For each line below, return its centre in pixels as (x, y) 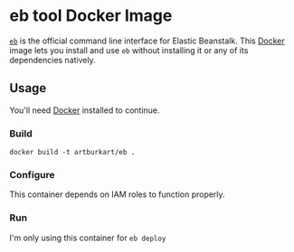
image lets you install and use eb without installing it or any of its (129, 50)
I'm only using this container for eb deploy (88, 238)
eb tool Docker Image (91, 16)
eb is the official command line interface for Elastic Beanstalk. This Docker (147, 41)
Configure (32, 174)
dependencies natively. (53, 60)
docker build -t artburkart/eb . (72, 153)
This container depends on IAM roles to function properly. (117, 194)
